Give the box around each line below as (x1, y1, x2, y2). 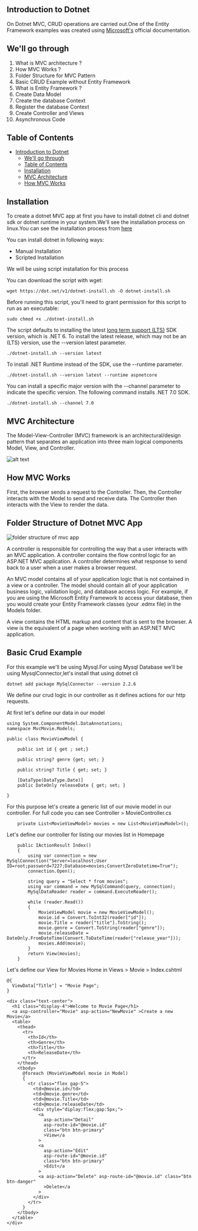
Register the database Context (15, 103, 90, 110)
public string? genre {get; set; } (17, 757, 105, 763)
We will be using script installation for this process (6, 265, 129, 273)
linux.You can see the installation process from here (6, 225, 133, 232)
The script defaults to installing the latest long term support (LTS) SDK (6, 326, 177, 334)
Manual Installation (15, 247, 61, 255)
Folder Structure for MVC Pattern (15, 72, 96, 79)
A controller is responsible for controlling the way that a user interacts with (6, 545, 188, 552)
